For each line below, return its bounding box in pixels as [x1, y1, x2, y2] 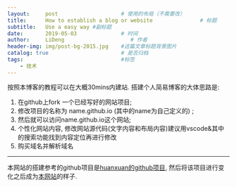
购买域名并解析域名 [17, 141, 74, 150]
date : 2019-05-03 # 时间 [7, 30, 138, 37]
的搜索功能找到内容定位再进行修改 [17, 133, 117, 141]
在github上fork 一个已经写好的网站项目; [17, 98, 132, 106]
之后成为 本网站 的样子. [13, 172, 78, 180]
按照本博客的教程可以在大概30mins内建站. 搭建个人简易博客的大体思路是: [7, 82, 220, 91]
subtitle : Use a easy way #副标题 [7, 23, 112, 30]
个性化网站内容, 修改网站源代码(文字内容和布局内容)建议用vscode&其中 [17, 124, 224, 132]
